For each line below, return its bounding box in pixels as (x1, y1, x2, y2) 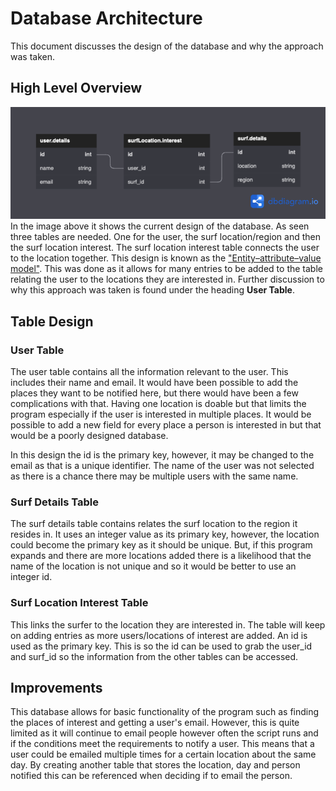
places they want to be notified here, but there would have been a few (10, 387, 299, 399)
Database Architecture (10, 7, 203, 30)
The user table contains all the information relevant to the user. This (10, 366, 289, 377)
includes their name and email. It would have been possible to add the (10, 377, 299, 388)
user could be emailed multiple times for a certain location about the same (10, 748, 317, 761)
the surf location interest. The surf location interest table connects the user (10, 242, 320, 254)
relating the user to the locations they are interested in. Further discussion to (10, 273, 325, 286)
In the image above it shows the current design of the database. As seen (10, 220, 310, 232)
